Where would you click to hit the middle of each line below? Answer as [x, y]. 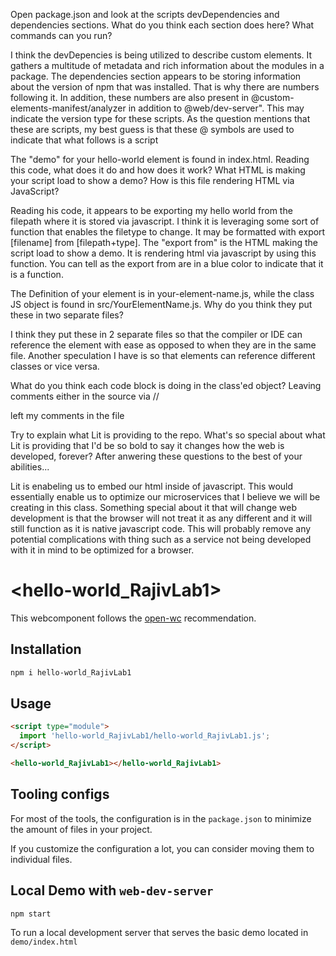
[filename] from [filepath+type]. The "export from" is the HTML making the [164, 242]
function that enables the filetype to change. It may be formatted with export [168, 232]
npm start [31, 914]
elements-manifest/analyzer [68, 108]
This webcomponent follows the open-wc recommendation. [133, 618]
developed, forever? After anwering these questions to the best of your [156, 456]
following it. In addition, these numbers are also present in [130, 97]
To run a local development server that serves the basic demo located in [159, 933]
